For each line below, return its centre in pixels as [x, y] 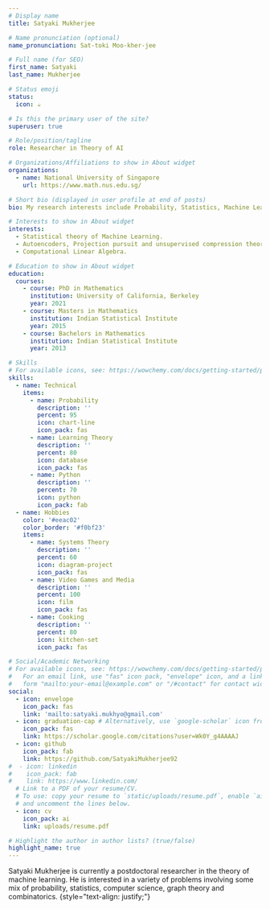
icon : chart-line [66, 423]
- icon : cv [34, 811]
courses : [30, 281]
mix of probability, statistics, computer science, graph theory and [117, 888]
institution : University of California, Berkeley [114, 296]
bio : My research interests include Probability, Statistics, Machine [129, 207]
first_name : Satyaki [43, 68]
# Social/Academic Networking [59, 662]
